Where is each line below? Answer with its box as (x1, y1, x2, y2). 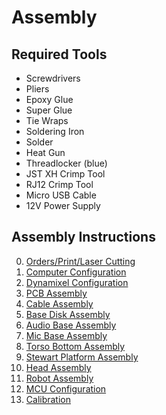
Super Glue (25, 104, 73, 116)
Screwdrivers (25, 72, 81, 84)
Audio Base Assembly (25, 319, 117, 331)
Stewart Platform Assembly (25, 351, 139, 363)
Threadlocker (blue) (25, 157, 108, 169)
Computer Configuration (25, 266, 127, 278)
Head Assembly (25, 361, 92, 373)
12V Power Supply (25, 200, 101, 211)
